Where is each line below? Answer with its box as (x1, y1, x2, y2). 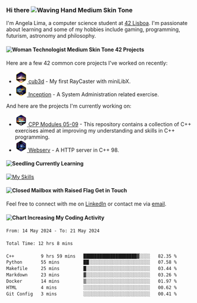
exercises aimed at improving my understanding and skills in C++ (14, 127, 176, 134)
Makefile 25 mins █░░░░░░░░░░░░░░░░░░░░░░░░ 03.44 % (6, 266, 177, 272)
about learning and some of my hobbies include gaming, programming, (6, 26, 180, 33)
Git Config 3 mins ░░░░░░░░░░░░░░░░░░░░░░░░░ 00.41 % (6, 290, 177, 297)
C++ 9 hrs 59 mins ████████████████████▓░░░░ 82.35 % (6, 253, 177, 259)
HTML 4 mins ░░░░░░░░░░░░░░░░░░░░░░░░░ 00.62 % (6, 284, 177, 290)
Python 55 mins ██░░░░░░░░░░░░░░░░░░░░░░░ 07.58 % (6, 259, 177, 265)
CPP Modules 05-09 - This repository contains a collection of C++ (28, 120, 192, 128)
